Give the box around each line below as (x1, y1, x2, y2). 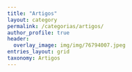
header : (7, 36, 30, 43)
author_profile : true (7, 29, 70, 36)
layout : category (7, 16, 58, 23)
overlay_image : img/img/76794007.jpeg (13, 42, 126, 49)
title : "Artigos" (7, 10, 58, 17)
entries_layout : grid (7, 49, 70, 56)
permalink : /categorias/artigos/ (7, 23, 104, 29)
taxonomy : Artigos (7, 55, 60, 62)
